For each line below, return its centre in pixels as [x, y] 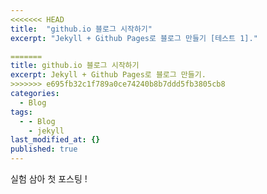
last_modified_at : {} [55, 140]
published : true [44, 149]
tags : [21, 112]
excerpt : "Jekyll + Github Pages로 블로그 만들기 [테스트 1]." [134, 38]
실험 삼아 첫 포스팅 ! [49, 179]
